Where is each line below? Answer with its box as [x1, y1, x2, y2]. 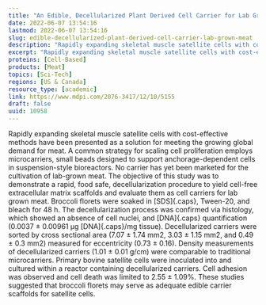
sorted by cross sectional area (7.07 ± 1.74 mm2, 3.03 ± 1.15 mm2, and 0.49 [8, 231, 254, 239]
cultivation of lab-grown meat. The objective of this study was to [8, 171, 219, 181]
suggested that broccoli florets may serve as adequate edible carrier [8, 280, 232, 290]
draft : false [8, 100, 51, 108]
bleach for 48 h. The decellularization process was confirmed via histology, [8, 205, 254, 214]
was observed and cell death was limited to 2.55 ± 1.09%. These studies [8, 273, 245, 281]
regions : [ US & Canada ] [8, 78, 87, 86]
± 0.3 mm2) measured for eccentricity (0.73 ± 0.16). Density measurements [8, 238, 254, 248]
